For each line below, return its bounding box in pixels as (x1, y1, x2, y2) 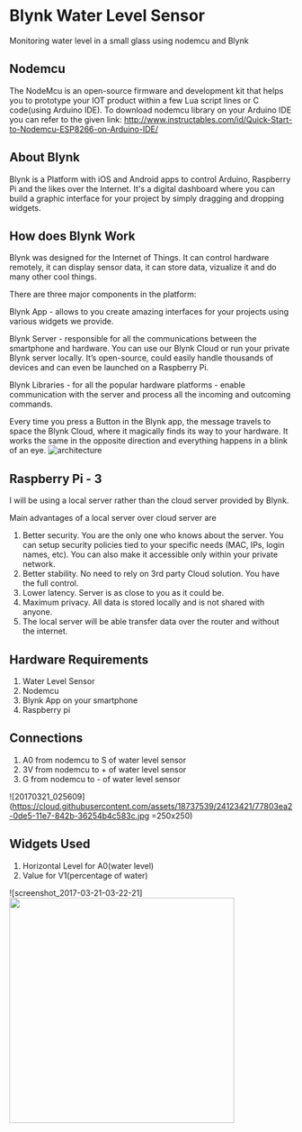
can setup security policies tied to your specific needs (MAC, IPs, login (22, 540, 285, 551)
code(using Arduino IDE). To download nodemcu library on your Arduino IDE (9, 105, 292, 115)
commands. (9, 398, 54, 410)
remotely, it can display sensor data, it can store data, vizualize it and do (9, 262, 277, 273)
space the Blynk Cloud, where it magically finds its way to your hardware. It (9, 425, 289, 437)
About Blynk (9, 150, 81, 165)
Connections (9, 731, 84, 746)
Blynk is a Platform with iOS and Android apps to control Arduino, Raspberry (9, 173, 291, 185)
